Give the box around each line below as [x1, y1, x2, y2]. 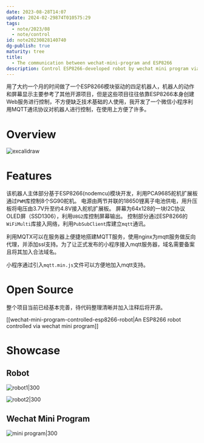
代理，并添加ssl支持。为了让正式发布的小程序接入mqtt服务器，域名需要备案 [6, 241, 195, 248]
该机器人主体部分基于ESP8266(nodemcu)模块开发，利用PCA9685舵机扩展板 [6, 190, 198, 197]
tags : [6, 20, 20, 26]
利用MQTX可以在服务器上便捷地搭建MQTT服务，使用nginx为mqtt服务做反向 [6, 233, 196, 240]
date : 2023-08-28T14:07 [6, 9, 67, 15]
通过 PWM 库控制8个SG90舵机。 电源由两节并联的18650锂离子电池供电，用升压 [6, 197, 198, 204]
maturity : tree [6, 49, 45, 55]
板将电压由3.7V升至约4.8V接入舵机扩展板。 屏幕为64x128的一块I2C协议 [6, 205, 186, 212]
